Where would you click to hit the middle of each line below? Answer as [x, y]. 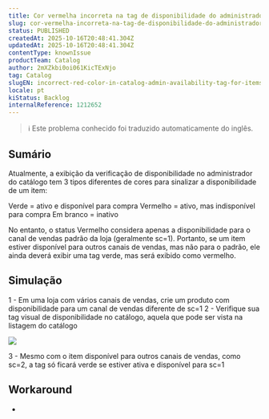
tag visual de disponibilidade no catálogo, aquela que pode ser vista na [126, 316]
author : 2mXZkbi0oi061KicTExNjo [62, 68]
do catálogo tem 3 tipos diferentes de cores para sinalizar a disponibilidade [132, 182]
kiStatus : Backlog [39, 98]
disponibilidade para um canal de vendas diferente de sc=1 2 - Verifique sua [134, 308]
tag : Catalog [30, 75]
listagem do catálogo [43, 325]
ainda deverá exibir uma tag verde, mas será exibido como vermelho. [122, 255]
